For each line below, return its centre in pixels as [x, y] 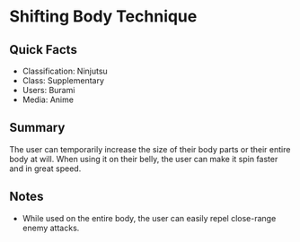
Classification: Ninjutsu [65, 71]
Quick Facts [44, 50]
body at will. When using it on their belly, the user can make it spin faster [144, 159]
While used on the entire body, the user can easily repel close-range [149, 218]
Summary [37, 128]
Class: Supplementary [63, 81]
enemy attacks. [51, 228]
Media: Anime [48, 99]
